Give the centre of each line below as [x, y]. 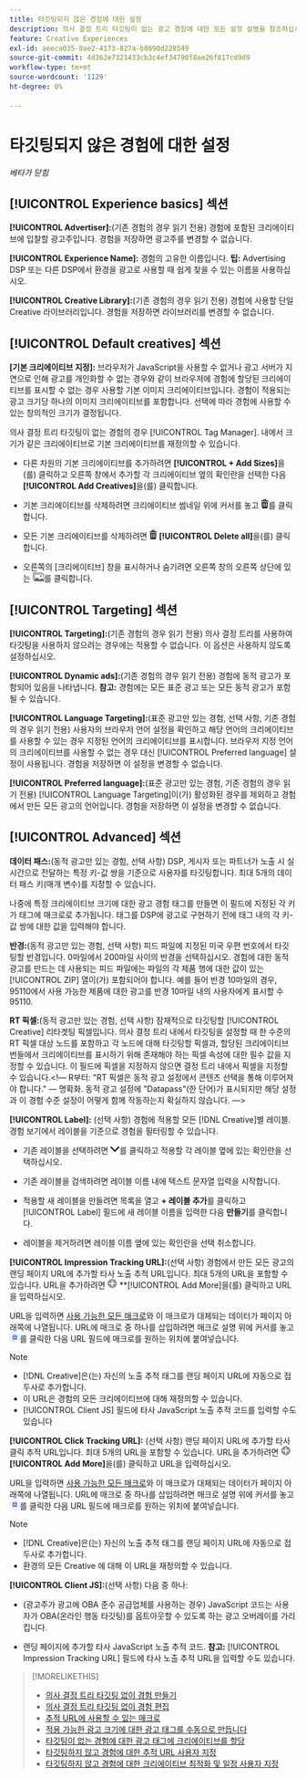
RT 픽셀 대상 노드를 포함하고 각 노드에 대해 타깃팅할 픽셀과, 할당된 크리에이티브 [149, 1043]
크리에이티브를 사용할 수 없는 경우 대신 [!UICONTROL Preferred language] [153, 752]
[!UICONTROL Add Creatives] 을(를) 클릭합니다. [110, 486]
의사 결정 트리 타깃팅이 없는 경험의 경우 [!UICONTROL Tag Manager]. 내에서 [147, 433]
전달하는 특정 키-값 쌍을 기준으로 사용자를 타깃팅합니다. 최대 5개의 [158, 873]
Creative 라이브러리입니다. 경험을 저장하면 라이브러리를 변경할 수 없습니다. [142, 312]
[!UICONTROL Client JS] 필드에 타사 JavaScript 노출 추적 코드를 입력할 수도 [159, 1409]
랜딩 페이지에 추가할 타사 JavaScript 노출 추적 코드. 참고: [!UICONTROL [151, 1647]
